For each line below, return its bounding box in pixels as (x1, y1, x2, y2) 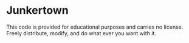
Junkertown (6, 4, 69, 17)
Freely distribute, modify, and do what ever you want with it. (6, 29, 157, 36)
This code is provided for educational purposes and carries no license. (6, 23, 184, 30)
